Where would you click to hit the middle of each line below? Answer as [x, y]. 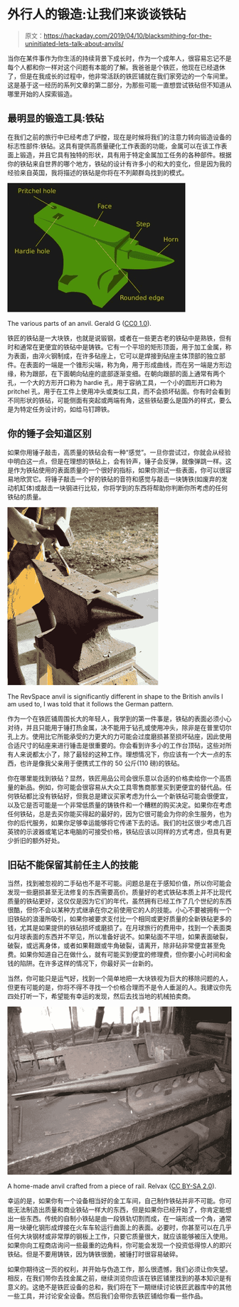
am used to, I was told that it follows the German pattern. [91, 704]
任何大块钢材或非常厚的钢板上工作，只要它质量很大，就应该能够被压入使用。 [119, 1237]
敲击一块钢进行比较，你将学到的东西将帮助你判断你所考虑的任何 [134, 487]
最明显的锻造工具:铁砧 [56, 118]
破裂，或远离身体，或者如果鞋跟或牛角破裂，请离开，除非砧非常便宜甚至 [113, 946]
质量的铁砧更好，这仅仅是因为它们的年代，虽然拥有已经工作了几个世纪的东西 [119, 901]
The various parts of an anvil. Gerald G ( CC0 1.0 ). [79, 323]
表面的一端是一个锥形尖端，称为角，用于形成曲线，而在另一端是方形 [126, 364]
